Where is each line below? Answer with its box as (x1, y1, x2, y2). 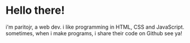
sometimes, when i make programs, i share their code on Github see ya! (5, 29, 183, 36)
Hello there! (5, 4, 65, 17)
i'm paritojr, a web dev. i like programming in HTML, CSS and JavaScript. (5, 23, 185, 30)
